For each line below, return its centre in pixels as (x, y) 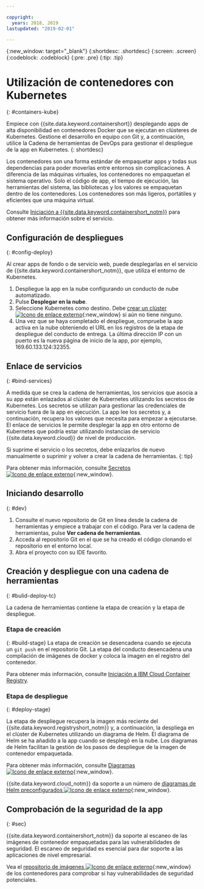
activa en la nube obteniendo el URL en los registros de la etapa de (99, 328)
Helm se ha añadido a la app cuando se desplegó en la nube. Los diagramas (102, 741)
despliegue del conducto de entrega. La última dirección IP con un (98, 334)
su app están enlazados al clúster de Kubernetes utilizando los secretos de (100, 399)
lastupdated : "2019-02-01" (40, 29)
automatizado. (33, 295)
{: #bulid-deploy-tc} (31, 595)
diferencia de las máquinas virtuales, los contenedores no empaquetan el (98, 175)
